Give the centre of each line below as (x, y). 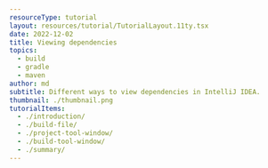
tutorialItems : (37, 108)
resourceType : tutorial (53, 17)
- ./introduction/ (52, 116)
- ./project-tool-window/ (65, 133)
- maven (32, 76)
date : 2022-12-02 (41, 34)
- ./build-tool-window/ (61, 141)
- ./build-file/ (47, 125)
